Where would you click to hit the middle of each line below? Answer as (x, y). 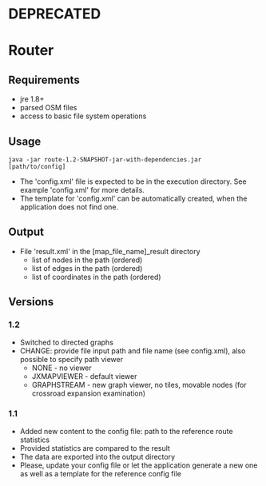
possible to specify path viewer (71, 359)
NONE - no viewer (62, 368)
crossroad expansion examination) (89, 393)
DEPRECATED (55, 14)
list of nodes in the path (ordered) (87, 260)
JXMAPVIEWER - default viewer (84, 376)
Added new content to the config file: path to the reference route (126, 431)
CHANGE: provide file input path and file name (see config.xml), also (133, 351)
